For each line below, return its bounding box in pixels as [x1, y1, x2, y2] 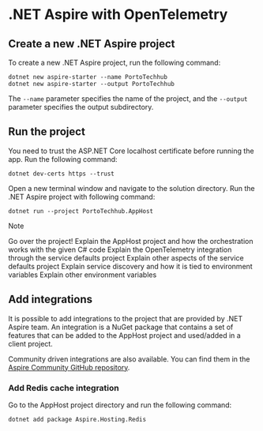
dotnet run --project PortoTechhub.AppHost [8, 207, 154, 215]
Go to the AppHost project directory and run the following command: [8, 400, 232, 410]
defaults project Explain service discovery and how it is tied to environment [8, 261, 253, 271]
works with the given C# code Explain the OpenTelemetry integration [8, 245, 232, 254]
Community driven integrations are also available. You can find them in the [8, 354, 250, 364]
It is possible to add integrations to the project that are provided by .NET [8, 313, 243, 323]
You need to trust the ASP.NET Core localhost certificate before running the [8, 146, 254, 156]
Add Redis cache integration [8, 382, 120, 393]
